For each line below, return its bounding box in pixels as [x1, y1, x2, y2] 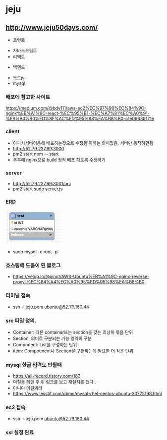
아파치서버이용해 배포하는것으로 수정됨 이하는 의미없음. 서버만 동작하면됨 [12, 140, 154, 146]
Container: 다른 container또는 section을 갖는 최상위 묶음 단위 [12, 330, 133, 335]
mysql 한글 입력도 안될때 [5, 362, 62, 368]
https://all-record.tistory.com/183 [12, 373, 81, 379]
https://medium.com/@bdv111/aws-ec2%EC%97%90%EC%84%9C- [5, 105, 147, 111]
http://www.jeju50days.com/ [5, 23, 98, 32]
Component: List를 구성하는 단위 [12, 342, 77, 348]
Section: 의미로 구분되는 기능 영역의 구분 [12, 335, 92, 341]
